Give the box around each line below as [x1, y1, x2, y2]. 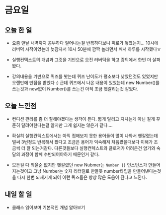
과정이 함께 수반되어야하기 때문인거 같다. [21, 151, 100, 157]
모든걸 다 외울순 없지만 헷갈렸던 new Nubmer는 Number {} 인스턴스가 [11, 162, 148, 168]
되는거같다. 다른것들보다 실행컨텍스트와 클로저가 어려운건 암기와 [31, 145, 156, 151]
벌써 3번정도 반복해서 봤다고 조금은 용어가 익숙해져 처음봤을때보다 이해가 [11, 139, 153, 144]
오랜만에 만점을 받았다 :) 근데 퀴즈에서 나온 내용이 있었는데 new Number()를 [11, 80, 160, 85]
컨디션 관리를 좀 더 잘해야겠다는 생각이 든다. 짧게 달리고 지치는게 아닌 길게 [11, 116, 155, 122]
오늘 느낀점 [4, 102, 37, 110]
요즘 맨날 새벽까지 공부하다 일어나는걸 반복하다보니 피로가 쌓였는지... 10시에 [11, 40, 159, 46]
